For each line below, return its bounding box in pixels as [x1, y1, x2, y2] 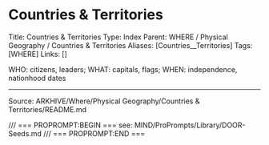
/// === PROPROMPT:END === [43, 128, 146, 138]
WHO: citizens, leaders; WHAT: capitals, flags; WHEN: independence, [8, 64, 238, 74]
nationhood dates [8, 73, 66, 83]
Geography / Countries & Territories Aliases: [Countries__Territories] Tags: [8, 40, 253, 50]
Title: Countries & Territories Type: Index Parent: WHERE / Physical [8, 32, 228, 42]
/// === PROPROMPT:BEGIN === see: [8, 120, 133, 130]
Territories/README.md [8, 104, 86, 114]
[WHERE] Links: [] [8, 49, 68, 58]
